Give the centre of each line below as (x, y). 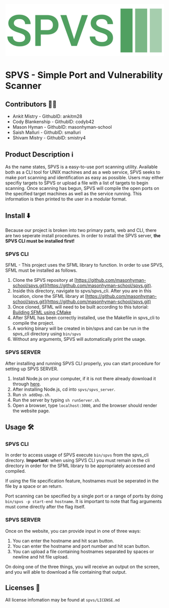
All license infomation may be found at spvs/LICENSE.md (63, 600)
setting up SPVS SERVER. (32, 369)
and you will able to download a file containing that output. (66, 572)
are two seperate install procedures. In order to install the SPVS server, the (83, 236)
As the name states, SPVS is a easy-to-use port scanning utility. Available (81, 167)
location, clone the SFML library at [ (50, 296)
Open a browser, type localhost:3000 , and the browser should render (85, 405)
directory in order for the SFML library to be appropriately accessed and (80, 466)
